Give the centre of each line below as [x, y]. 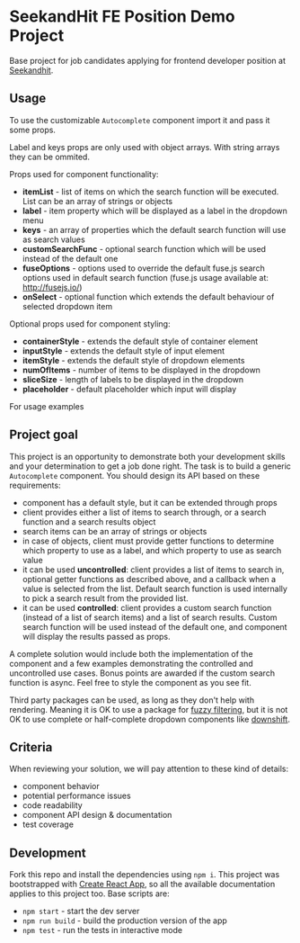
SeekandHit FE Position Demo [122, 17]
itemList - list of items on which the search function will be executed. [150, 192]
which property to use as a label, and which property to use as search [152, 550]
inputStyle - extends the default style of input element [124, 350]
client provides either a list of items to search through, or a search [144, 512]
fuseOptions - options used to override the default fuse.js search [143, 268]
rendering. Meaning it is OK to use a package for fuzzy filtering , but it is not [149, 709]
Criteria [31, 747]
